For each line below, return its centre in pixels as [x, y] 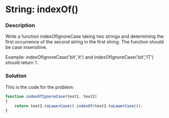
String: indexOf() [42, 9]
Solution [16, 76]
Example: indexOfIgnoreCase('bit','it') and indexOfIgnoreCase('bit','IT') [80, 57]
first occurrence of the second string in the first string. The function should [84, 42]
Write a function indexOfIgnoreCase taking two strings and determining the [84, 36]
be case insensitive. [26, 48]
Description [20, 26]
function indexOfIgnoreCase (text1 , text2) [51, 96]
